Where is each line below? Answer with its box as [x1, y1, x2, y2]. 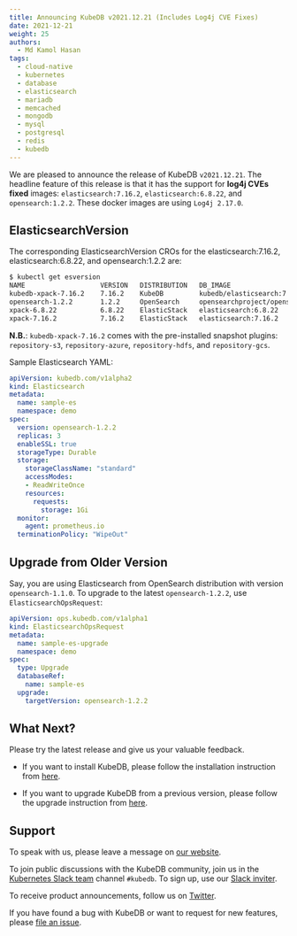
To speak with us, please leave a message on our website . [9, 847, 222, 857]
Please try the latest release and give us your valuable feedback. [9, 745, 245, 755]
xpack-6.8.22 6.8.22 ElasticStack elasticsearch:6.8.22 [9, 306, 278, 314]
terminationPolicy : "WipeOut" [17, 530, 128, 539]
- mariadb [17, 95, 53, 104]
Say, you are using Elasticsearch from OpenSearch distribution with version [9, 578, 284, 589]
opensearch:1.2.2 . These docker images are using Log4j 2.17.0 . [9, 197, 244, 208]
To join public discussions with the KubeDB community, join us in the [9, 864, 259, 875]
